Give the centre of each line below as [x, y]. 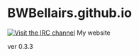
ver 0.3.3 [20, 46]
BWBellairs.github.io [70, 13]
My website [94, 33]
